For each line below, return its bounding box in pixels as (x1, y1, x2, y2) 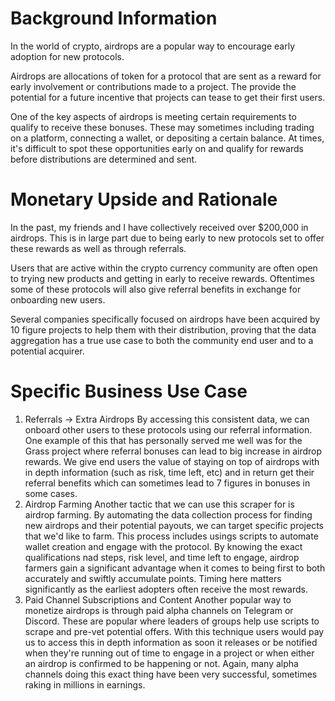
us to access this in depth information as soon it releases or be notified (24, 636, 318, 648)
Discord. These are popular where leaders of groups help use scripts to (24, 615, 320, 627)
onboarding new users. (10, 293, 106, 306)
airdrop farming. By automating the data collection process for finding (24, 508, 313, 521)
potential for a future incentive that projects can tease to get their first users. (10, 91, 326, 103)
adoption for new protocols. (10, 50, 125, 62)
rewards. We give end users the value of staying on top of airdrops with (24, 455, 320, 467)
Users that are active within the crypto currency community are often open (10, 262, 318, 274)
